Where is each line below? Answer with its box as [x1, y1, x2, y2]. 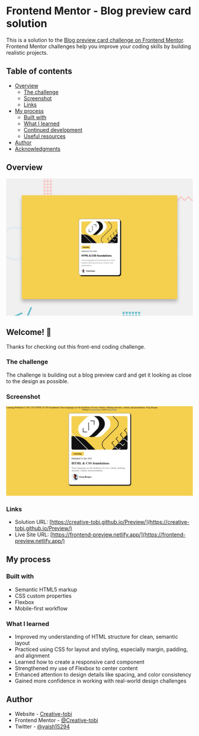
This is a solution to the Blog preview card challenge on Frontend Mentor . [6, 36, 185, 43]
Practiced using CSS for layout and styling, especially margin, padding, [14, 646, 188, 653]
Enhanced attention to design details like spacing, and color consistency [14, 671, 191, 678]
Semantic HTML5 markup [14, 586, 78, 593]
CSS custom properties [14, 592, 72, 599]
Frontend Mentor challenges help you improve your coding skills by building [6, 43, 191, 50]
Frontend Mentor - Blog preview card [6, 4, 191, 18]
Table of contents [6, 67, 72, 77]
